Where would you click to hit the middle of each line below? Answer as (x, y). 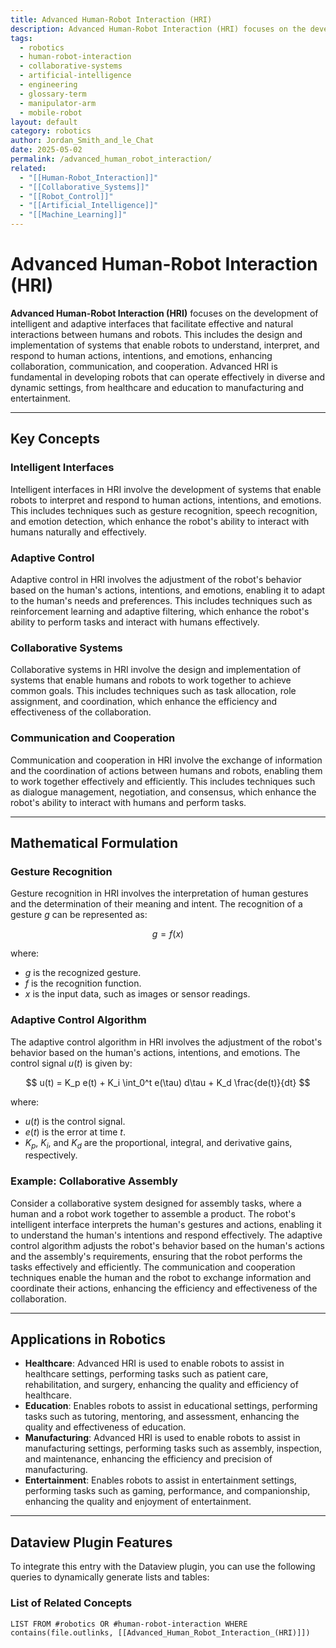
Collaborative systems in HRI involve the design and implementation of (156, 670)
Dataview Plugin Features (91, 1542)
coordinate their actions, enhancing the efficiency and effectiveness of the (164, 1288)
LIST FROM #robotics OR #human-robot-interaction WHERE (129, 1624)
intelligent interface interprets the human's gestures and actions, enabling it (166, 1224)
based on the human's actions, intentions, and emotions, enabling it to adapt (168, 590)
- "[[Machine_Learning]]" (73, 215)
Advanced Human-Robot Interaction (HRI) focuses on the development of (164, 313)
